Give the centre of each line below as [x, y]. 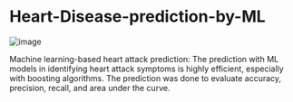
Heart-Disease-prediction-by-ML [137, 17]
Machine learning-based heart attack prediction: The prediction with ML [144, 59]
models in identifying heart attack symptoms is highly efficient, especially [146, 69]
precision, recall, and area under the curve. [90, 88]
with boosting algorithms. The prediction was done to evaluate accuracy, [146, 78]
